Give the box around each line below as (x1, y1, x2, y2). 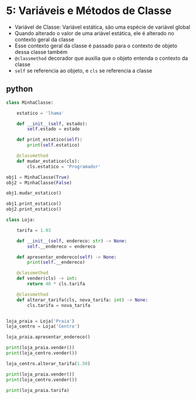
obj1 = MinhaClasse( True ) (6, 174, 69, 180)
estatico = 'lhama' (16, 110, 65, 116)
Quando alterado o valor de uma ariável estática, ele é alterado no (14, 29, 174, 36)
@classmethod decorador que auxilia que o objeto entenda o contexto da (14, 54, 188, 62)
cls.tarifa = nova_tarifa (27, 302, 91, 308)
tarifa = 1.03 (16, 227, 51, 233)
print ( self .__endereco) (27, 260, 85, 265)
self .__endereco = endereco (27, 243, 96, 250)
